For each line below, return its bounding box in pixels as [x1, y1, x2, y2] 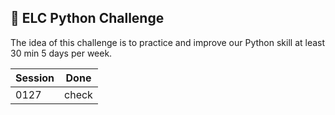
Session [15, 71, 55, 85]
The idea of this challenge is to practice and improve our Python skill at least [10, 36, 326, 48]
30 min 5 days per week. [10, 47, 113, 59]
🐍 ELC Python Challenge [10, 10, 165, 27]
